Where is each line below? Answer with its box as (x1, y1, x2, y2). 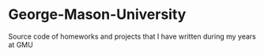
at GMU (8, 39, 33, 49)
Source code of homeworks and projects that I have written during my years (8, 32, 257, 41)
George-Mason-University (8, 6, 187, 24)
